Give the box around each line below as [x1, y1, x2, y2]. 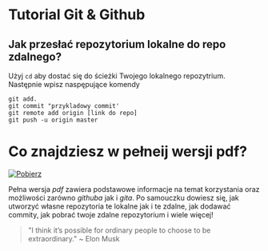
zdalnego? [8, 50, 62, 63]
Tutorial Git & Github [8, 6, 146, 24]
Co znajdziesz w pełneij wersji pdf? [8, 142, 248, 161]
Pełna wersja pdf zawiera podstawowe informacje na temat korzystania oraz [8, 184, 260, 193]
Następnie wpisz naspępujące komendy [8, 80, 140, 89]
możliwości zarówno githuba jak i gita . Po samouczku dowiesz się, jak [8, 193, 240, 202]
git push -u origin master [8, 116, 98, 124]
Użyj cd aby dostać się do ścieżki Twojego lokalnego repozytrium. [8, 71, 226, 81]
